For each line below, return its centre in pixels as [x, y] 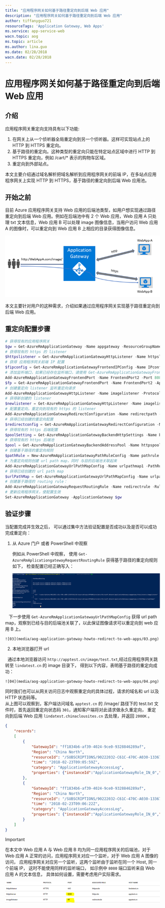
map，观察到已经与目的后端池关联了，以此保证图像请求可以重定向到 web [79, 623]
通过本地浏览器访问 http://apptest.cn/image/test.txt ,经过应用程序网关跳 [82, 659]
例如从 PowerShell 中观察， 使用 [45, 554]
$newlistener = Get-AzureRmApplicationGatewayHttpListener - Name [73, 404]
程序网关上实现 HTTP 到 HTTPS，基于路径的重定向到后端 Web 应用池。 [77, 180]
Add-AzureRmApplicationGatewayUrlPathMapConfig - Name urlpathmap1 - [77, 466]
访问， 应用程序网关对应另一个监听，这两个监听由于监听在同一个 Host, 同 [79, 862]
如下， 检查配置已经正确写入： [43, 566]
